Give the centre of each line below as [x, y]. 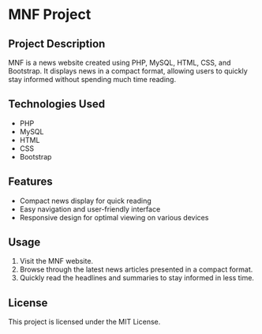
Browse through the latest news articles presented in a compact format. [136, 269]
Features [30, 182]
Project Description [57, 44]
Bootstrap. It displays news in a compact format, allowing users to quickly [128, 71]
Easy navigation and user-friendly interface [90, 209]
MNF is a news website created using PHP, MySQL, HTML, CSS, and [120, 62]
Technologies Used [56, 104]
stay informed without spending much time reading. [92, 79]
